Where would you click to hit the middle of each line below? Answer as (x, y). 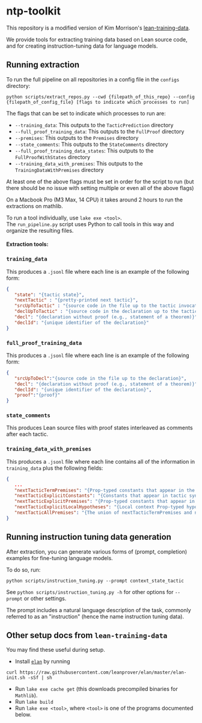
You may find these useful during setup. (56, 650)
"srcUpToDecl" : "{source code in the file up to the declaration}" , (100, 378)
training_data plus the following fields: (55, 468)
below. (23, 715)
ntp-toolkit (34, 11)
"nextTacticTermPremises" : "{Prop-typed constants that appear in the (105, 490)
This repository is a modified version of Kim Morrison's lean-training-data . (98, 28)
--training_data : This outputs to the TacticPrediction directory (94, 125)
